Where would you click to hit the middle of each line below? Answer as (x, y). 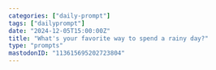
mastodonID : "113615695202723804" (67, 53)
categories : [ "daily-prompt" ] (60, 16)
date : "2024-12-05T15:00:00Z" (60, 31)
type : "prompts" (36, 46)
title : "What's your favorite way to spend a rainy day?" (108, 38)
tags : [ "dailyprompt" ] (47, 23)
